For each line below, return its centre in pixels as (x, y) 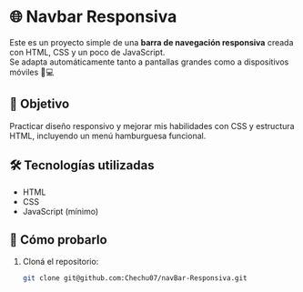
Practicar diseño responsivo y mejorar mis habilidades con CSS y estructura (152, 126)
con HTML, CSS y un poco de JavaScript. (87, 52)
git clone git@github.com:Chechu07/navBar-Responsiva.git (135, 278)
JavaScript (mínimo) (61, 211)
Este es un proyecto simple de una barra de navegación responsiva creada (151, 42)
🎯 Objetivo (40, 104)
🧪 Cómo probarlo (58, 240)
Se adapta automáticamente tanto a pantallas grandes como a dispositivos (149, 62)
